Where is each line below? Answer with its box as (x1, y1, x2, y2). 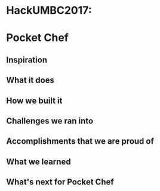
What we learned (6, 156, 71, 166)
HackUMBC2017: (6, 4, 92, 17)
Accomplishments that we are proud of (6, 136, 154, 147)
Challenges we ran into (6, 116, 94, 126)
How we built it (6, 95, 63, 105)
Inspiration (6, 54, 48, 65)
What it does (6, 75, 55, 86)
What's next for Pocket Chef (6, 177, 115, 187)
